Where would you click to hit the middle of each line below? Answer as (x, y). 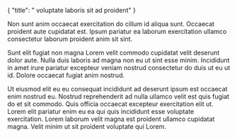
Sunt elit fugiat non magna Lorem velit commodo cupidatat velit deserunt (114, 53)
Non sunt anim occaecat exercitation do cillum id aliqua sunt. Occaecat (111, 24)
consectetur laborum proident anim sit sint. (70, 39)
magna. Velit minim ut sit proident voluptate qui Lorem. (87, 126)
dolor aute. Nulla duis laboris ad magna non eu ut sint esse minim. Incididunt (118, 60)
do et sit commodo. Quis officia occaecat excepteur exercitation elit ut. (110, 104)
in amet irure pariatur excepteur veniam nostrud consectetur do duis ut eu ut (119, 68)
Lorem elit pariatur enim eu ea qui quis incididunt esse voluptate (101, 111)
